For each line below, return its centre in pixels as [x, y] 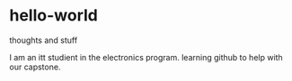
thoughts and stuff [44, 40]
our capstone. [35, 67]
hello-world [54, 16]
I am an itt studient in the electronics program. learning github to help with [146, 57]
